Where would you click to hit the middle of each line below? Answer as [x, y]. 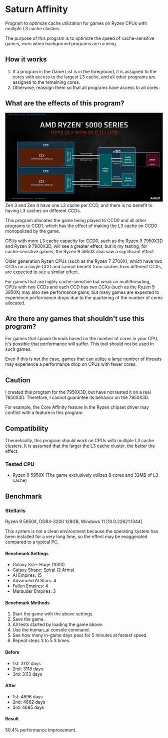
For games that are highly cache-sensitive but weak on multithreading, [78, 281]
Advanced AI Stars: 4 [34, 581]
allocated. [15, 303]
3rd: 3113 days [27, 674]
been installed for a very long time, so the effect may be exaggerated [76, 537]
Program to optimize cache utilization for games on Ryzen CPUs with [76, 23]
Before [12, 652]
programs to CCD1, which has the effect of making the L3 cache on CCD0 [81, 226]
